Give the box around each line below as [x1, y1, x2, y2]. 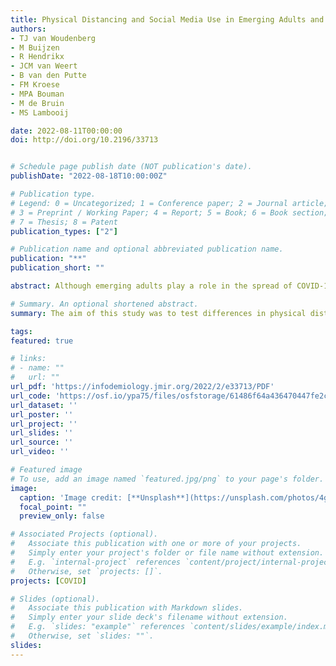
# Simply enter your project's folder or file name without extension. [10, 548, 325, 558]
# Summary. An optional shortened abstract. [10, 299, 199, 309]
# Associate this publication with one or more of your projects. [10, 539, 302, 549]
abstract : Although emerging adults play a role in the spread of [10, 281, 293, 291]
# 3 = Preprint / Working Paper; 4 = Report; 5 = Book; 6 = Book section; [10, 207, 329, 218]
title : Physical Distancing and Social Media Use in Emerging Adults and [10, 14, 325, 25]
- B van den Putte [10, 71, 87, 81]
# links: [10, 354, 47, 364]
